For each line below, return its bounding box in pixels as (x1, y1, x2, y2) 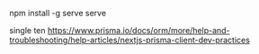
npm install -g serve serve (9, 8, 106, 18)
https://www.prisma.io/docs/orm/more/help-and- (47, 25, 231, 35)
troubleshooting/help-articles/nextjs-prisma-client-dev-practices (9, 35, 250, 45)
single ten (9, 25, 47, 35)
